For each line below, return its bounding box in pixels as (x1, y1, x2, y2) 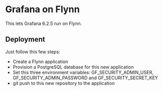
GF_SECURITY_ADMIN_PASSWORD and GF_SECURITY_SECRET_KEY (12, 75, 158, 81)
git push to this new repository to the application (12, 80, 115, 86)
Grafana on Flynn (5, 4, 80, 15)
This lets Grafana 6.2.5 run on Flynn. (5, 20, 82, 26)
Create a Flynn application (12, 58, 68, 65)
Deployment (5, 35, 45, 44)
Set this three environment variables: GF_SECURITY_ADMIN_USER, (12, 69, 154, 75)
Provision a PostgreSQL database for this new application (12, 64, 134, 70)
